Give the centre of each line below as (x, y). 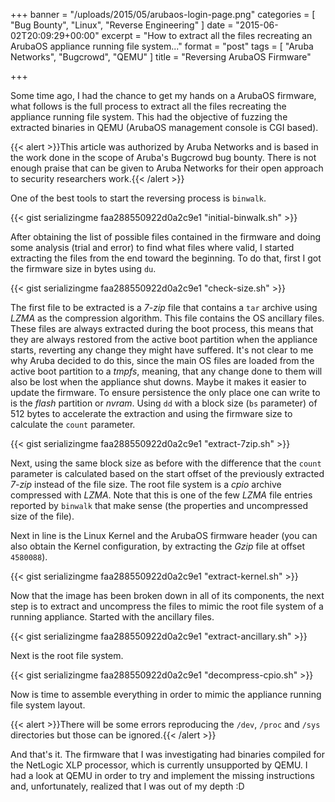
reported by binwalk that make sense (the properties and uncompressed (159, 505)
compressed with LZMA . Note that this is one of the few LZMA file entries (161, 495)
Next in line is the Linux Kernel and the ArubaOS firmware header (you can (164, 535)
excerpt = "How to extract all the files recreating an (207, 35)
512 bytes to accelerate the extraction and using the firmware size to (151, 413)
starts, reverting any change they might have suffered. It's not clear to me (162, 350)
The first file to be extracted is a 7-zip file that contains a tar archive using (164, 307)
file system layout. (48, 705)
